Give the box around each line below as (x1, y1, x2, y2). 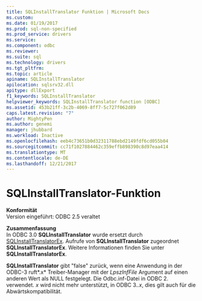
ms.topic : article (6, 71, 52, 77)
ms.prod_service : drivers (6, 31, 71, 37)
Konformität (6, 207, 37, 214)
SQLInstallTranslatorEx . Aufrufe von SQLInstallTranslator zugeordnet (6, 238, 179, 245)
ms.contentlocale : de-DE (6, 155, 69, 161)
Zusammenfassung (6, 225, 56, 232)
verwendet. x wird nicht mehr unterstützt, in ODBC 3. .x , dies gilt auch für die (6, 282, 196, 289)
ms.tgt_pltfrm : (6, 65, 45, 71)
